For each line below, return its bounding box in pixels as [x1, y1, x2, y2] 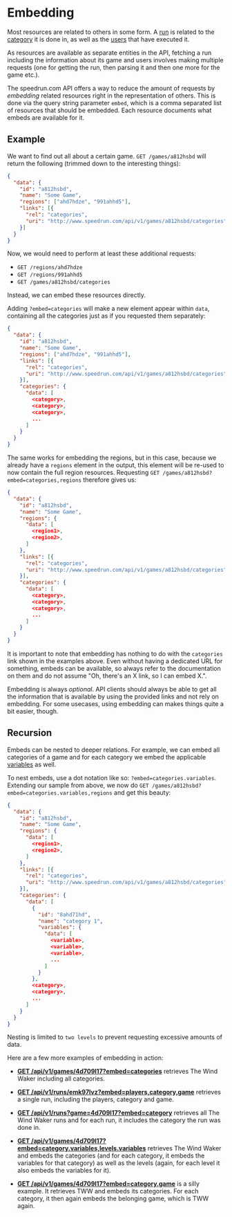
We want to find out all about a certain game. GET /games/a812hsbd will [7, 152, 206, 160]
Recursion [7, 727, 52, 739]
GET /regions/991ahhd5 [17, 271, 83, 278]
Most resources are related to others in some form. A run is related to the [7, 28, 215, 36]
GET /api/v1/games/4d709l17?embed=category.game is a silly [17, 1180, 200, 1188]
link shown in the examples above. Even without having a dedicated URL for [7, 657, 223, 665]
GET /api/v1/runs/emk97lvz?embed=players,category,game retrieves [17, 1088, 221, 1097]
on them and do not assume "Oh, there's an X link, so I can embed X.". [7, 671, 207, 680]
